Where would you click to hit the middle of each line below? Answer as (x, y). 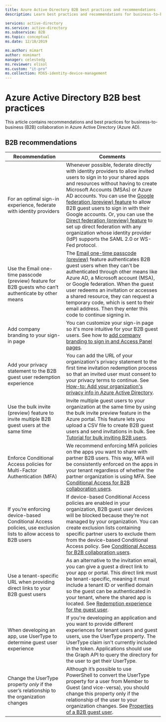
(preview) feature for (32, 281)
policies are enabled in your (98, 503)
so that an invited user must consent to (111, 374)
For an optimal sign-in (33, 199)
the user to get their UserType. (101, 661)
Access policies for (30, 464)
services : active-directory (34, 23)
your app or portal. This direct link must (112, 572)
